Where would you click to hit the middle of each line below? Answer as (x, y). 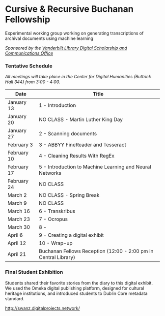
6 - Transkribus (57, 211)
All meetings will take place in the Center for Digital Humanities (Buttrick (78, 77)
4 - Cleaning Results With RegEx (76, 156)
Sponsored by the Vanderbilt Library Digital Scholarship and (66, 48)
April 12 (17, 243)
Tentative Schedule (29, 66)
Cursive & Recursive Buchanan (69, 9)
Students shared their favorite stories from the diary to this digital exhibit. (79, 283)
